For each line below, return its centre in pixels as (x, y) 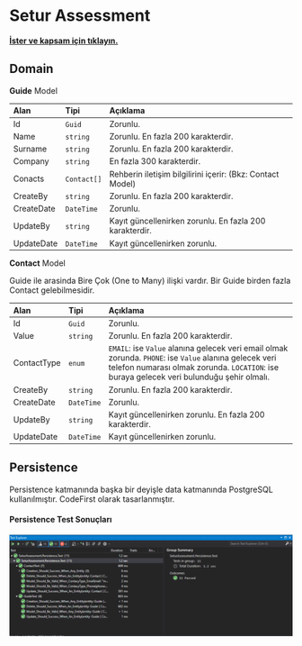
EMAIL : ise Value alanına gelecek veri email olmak (198, 349)
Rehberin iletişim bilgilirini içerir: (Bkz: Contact (194, 174)
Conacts (29, 178)
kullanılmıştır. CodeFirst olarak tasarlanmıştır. (92, 499)
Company (31, 161)
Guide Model (34, 90)
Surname (30, 149)
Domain (31, 69)
